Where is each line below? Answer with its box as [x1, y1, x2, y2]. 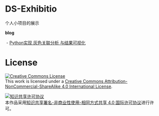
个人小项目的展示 [5, 20, 39, 26]
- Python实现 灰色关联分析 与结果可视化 [6, 40, 86, 46]
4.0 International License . [61, 83, 113, 89]
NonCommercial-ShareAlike [5, 83, 61, 89]
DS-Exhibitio [5, 3, 57, 15]
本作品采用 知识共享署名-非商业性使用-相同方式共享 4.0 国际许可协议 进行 [5, 99, 150, 105]
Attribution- [104, 78, 128, 84]
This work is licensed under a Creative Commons [5, 78, 104, 84]
